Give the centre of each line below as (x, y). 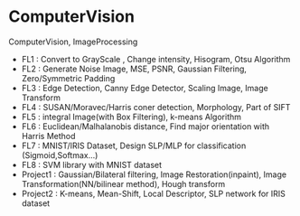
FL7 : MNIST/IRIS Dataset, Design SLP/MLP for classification (134, 146)
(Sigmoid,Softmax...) (60, 155)
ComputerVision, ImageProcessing (73, 42)
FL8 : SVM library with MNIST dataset (92, 164)
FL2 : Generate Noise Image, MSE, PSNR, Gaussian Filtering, (134, 69)
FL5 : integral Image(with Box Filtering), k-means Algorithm (131, 117)
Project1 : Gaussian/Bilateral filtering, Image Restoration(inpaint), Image (154, 174)
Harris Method (48, 136)
